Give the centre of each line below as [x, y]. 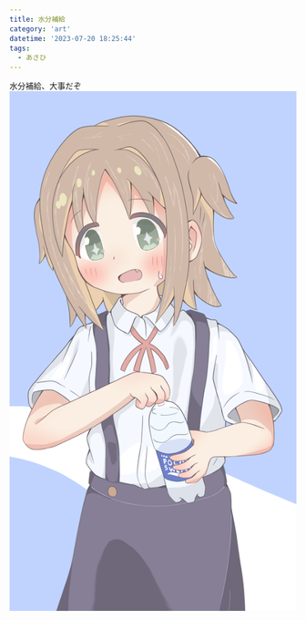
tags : [20, 48]
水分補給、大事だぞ [46, 86]
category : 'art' [40, 29]
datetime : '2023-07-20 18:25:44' [73, 38]
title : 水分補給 [37, 19]
